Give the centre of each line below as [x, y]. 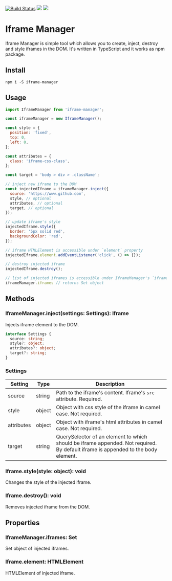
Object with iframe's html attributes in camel [109, 422]
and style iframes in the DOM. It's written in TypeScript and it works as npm [85, 49]
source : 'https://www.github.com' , [48, 194]
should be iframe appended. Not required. [106, 443]
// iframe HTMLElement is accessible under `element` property [74, 250]
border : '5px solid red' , [38, 232]
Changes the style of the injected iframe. [48, 482]
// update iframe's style [33, 222]
